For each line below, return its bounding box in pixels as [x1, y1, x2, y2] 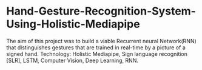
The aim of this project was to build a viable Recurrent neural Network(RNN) [6, 37, 197, 44]
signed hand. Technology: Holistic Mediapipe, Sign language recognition [6, 50, 188, 57]
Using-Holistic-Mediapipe [6, 17, 141, 31]
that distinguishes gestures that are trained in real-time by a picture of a [6, 44, 186, 51]
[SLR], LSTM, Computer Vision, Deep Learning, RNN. [6, 57, 138, 64]
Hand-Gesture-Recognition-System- [6, 4, 196, 18]
